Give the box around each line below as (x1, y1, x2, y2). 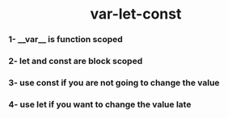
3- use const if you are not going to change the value (8, 77, 220, 88)
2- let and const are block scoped (8, 56, 143, 67)
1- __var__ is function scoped (8, 34, 123, 45)
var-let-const (90, 5, 182, 23)
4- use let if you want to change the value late (8, 99, 192, 110)
